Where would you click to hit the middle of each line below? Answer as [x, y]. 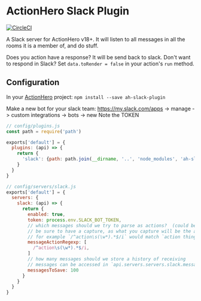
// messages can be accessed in [68, 264]
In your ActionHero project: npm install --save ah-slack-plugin [86, 97]
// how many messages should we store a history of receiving [107, 259]
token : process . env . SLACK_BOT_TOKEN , [74, 220]
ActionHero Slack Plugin [68, 11]
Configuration [33, 82]
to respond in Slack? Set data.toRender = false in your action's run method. [100, 64]
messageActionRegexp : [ [57, 242]
